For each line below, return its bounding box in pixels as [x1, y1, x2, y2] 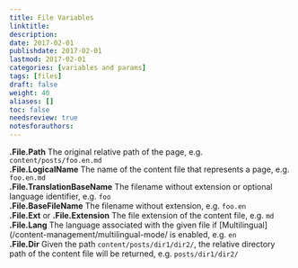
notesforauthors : [9, 122, 74, 131]
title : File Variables [9, 13, 94, 22]
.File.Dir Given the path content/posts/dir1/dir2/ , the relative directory [9, 239, 276, 249]
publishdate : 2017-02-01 [9, 47, 102, 56]
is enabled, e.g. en [169, 229, 237, 239]
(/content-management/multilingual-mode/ [9, 229, 168, 239]
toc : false [9, 105, 50, 114]
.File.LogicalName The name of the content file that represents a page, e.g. [9, 164, 290, 174]
